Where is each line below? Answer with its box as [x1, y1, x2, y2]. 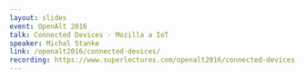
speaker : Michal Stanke [9, 38, 100, 48]
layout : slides [9, 13, 67, 23]
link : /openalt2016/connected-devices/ [9, 47, 161, 56]
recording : [9, 55, 51, 64]
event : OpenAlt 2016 [9, 22, 88, 31]
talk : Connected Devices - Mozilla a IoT [9, 30, 169, 39]
